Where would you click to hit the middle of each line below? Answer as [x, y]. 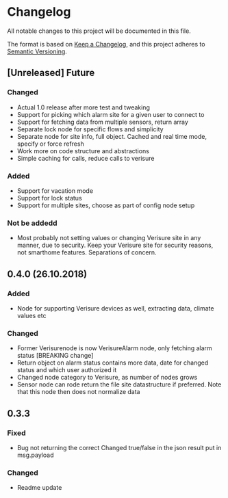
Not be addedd [32, 223]
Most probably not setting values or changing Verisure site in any [109, 238]
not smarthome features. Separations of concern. [87, 252]
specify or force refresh [50, 144]
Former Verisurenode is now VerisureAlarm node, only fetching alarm [114, 348]
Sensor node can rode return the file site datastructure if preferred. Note [119, 384]
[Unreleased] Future [51, 73]
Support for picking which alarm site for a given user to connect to [111, 114]
